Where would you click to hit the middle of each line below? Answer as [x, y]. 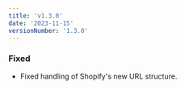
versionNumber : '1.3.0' [48, 30]
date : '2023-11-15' [41, 23]
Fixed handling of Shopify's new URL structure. [99, 76]
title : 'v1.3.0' [36, 16]
